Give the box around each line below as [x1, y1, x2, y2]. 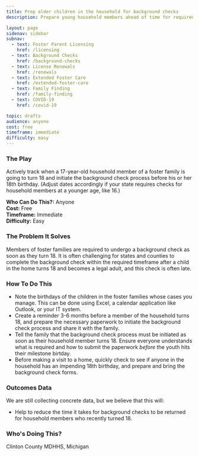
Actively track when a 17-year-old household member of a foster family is [6, 168, 185, 175]
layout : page [6, 25, 38, 31]
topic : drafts [6, 113, 41, 119]
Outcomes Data [6, 384, 52, 392]
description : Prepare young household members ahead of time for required [6, 14, 195, 20]
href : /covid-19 [17, 102, 57, 108]
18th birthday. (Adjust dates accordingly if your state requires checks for [6, 180, 182, 188]
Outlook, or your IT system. [14, 305, 82, 312]
